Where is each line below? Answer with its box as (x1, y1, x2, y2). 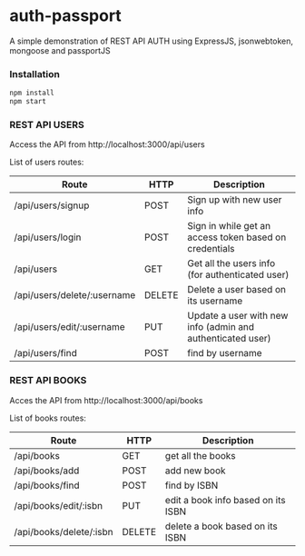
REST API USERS (9, 118, 84, 131)
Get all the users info (187, 257, 276, 270)
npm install (9, 88, 54, 98)
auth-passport (9, 5, 123, 26)
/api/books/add (14, 464, 80, 477)
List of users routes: (9, 156, 84, 168)
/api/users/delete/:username (14, 289, 136, 302)
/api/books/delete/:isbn (14, 525, 113, 538)
